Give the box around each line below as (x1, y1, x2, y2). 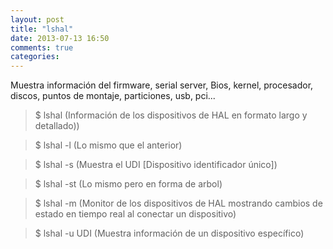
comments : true (10, 42, 74, 53)
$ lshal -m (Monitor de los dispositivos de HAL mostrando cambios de (34, 197, 323, 210)
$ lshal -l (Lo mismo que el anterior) (34, 139, 183, 151)
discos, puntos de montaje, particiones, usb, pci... (10, 90, 216, 102)
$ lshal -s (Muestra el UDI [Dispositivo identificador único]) (34, 159, 278, 171)
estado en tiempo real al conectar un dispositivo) (34, 208, 237, 220)
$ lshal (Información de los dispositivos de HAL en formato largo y (34, 109, 308, 121)
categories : (10, 52, 60, 62)
